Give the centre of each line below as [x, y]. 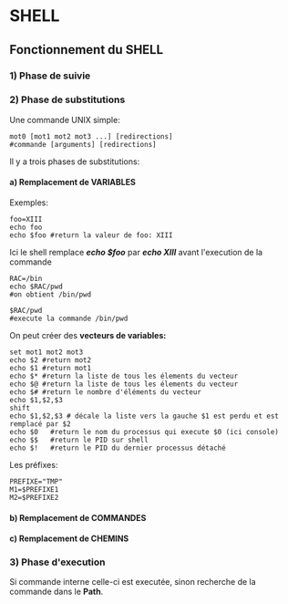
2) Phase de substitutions [67, 99]
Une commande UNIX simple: [65, 120]
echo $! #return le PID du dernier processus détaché [118, 448]
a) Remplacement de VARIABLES [73, 182]
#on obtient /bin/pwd [51, 295]
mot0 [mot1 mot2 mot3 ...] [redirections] [91, 136]
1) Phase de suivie [50, 76]
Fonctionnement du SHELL [87, 50]
